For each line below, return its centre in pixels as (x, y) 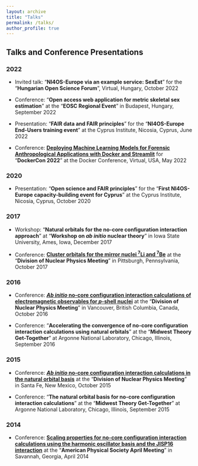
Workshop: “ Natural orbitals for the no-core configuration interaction (101, 229)
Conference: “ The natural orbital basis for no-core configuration (95, 397)
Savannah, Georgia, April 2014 (52, 457)
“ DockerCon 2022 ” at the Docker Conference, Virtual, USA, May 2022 (100, 160)
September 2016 (35, 345)
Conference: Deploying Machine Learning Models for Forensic (92, 147)
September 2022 (35, 112)
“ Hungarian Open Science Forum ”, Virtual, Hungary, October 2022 (96, 88)
